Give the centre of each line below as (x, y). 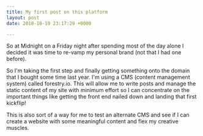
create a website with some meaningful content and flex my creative (92, 121)
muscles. (18, 128)
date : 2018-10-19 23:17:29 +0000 (49, 23)
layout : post (23, 18)
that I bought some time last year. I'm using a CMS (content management (98, 77)
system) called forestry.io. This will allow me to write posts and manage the (101, 84)
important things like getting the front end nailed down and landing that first (102, 97)
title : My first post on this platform (57, 12)
